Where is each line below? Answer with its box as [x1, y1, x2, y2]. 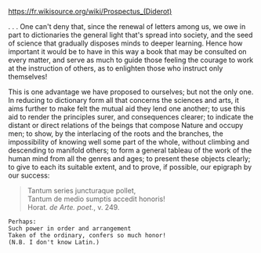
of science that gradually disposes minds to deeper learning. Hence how [8, 38, 243, 48]
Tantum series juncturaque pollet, [27, 186, 136, 195]
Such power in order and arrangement [8, 225, 132, 233]
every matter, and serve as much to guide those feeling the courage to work [8, 55, 254, 64]
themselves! [8, 72, 48, 81]
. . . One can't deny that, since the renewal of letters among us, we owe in [8, 22, 246, 31]
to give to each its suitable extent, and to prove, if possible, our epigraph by [8, 163, 252, 171]
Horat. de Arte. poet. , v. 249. [27, 203, 120, 211]
